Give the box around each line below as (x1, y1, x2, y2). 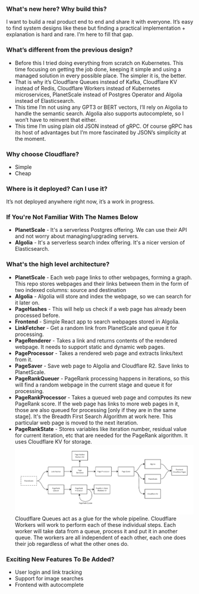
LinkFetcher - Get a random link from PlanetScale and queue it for (14, 324, 177, 331)
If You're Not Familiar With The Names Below (6, 213, 138, 221)
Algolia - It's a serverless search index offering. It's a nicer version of (14, 239, 185, 246)
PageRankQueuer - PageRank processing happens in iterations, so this (14, 375, 190, 382)
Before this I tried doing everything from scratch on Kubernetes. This (14, 59, 184, 67)
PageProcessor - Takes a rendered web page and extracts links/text (14, 350, 183, 357)
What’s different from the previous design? (6, 46, 133, 54)
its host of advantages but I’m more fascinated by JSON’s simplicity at (14, 128, 187, 136)
